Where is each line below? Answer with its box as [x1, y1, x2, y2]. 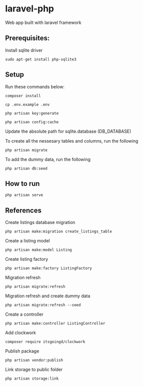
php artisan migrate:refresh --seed [5, 303, 81, 308]
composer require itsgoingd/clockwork [5, 340, 85, 345]
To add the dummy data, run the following [5, 156, 91, 162]
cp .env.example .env [5, 102, 50, 107]
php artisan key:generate [5, 111, 59, 116]
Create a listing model [5, 238, 50, 244]
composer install [5, 93, 41, 98]
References [5, 206, 42, 214]
